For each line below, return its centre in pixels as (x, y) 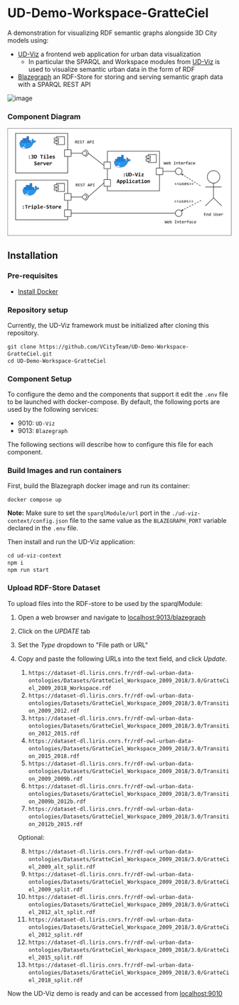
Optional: (31, 837)
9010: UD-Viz (36, 423)
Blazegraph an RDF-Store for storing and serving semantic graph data (120, 77)
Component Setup (40, 378)
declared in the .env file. (43, 528)
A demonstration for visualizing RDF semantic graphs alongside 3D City (112, 33)
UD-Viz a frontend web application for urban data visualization (109, 54)
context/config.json (38, 521)
